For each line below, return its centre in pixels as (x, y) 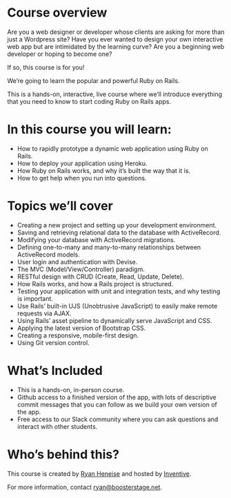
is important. (35, 298)
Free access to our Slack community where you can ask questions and (118, 419)
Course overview (57, 13)
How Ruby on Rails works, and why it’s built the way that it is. (104, 170)
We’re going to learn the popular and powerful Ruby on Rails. (93, 80)
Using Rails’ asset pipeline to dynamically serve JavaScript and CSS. (114, 320)
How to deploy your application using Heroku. (82, 163)
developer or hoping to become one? (60, 54)
